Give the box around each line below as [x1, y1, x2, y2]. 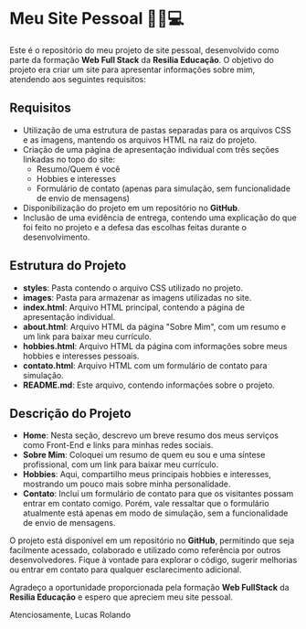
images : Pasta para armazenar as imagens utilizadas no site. [22, 292, 252, 303]
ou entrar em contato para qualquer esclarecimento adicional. [9, 564, 242, 575]
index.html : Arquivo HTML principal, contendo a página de [22, 302, 245, 313]
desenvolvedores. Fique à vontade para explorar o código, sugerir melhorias [9, 555, 298, 566]
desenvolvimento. [22, 231, 90, 242]
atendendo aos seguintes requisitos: [9, 73, 146, 84]
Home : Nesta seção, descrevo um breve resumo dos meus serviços [22, 430, 279, 441]
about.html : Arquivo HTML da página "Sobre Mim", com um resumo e [22, 321, 286, 332]
